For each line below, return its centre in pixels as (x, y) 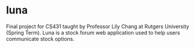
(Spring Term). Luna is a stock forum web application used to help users (93, 32)
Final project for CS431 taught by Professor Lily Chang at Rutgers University (97, 26)
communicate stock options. (40, 39)
